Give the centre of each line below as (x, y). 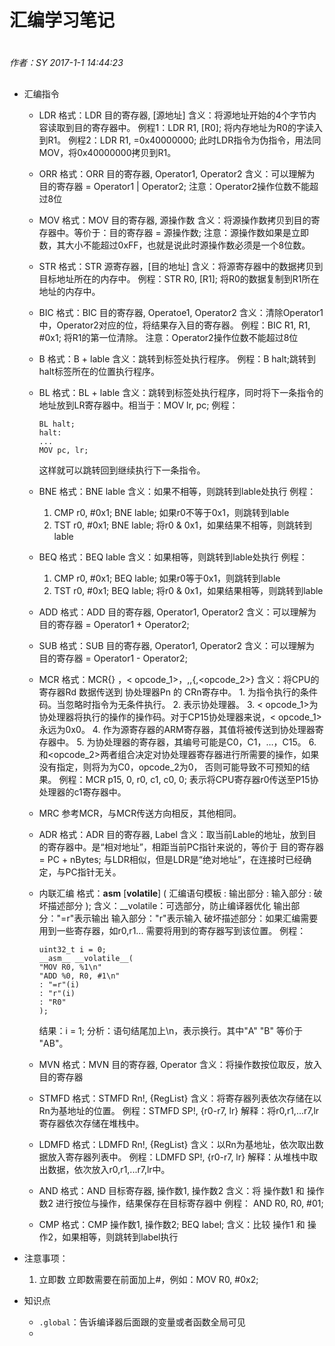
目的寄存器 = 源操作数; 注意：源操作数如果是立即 (208, 232)
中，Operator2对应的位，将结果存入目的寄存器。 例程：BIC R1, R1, (174, 325)
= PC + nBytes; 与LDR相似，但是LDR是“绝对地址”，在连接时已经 (171, 859)
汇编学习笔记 (62, 20)
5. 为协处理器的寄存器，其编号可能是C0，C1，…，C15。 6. (196, 742)
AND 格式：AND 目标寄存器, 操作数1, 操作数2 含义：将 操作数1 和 (171, 1190)
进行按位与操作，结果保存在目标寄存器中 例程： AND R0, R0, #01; (189, 1203)
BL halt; (57, 424)
